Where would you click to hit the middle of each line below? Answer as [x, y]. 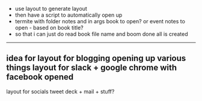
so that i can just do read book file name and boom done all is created [101, 34]
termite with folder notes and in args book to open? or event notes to [100, 21]
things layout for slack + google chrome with [92, 68]
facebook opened [40, 77]
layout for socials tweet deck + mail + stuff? [60, 91]
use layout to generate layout [51, 9]
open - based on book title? [49, 27]
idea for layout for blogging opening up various [96, 58]
